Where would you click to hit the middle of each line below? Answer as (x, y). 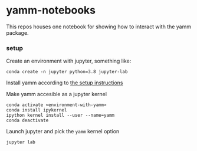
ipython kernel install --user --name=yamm (60, 116)
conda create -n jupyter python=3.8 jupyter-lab (67, 72)
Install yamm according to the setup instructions (65, 83)
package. (17, 32)
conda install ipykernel (37, 110)
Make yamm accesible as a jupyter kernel (57, 94)
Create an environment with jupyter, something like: (69, 61)
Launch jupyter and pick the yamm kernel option (63, 132)
